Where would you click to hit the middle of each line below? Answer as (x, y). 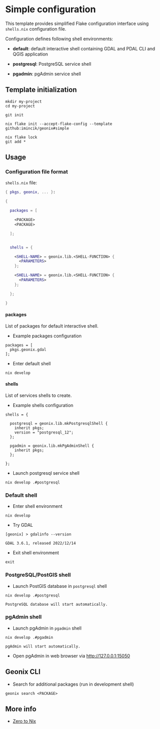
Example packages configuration (47, 336)
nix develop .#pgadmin (29, 637)
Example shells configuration (43, 405)
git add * (16, 142)
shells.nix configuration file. (36, 29)
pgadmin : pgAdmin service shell (47, 74)
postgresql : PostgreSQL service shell (52, 64)
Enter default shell (31, 363)
